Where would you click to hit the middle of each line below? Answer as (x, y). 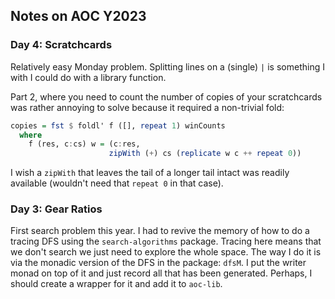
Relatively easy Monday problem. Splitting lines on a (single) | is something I (167, 66)
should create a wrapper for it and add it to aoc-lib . (116, 284)
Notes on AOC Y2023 (78, 16)
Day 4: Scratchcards (61, 45)
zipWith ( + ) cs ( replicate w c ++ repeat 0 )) (205, 154)
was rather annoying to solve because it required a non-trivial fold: (147, 107)
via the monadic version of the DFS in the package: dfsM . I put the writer (158, 263)
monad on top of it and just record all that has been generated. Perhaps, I (161, 273)
